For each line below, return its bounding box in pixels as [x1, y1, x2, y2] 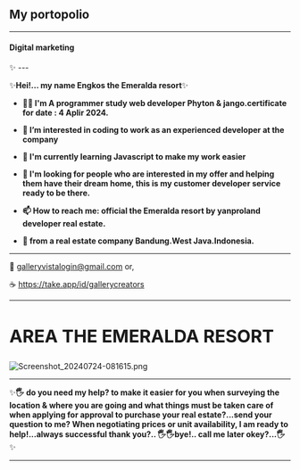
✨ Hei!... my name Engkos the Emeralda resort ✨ [9, 80, 189, 91]
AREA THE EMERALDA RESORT [9, 325, 274, 348]
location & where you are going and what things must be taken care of [9, 400, 274, 411]
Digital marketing [9, 42, 75, 53]
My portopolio [9, 7, 90, 22]
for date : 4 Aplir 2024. [21, 107, 109, 119]
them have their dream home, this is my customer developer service [21, 178, 281, 189]
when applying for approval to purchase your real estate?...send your [9, 409, 272, 420]
